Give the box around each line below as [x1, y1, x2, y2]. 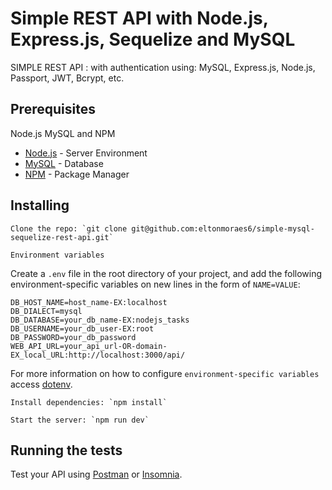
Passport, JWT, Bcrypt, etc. [10, 72, 125, 84]
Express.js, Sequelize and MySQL [10, 28, 296, 51]
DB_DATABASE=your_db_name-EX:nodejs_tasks [10, 315, 190, 325]
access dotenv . [10, 378, 73, 390]
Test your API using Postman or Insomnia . [10, 468, 183, 481]
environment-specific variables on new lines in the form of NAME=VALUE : [10, 278, 301, 290]
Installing [10, 197, 70, 214]
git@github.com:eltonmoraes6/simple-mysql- [131, 223, 315, 234]
